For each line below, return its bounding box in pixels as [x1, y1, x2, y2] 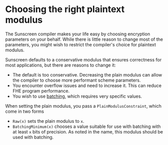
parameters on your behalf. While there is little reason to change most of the [5, 36, 163, 42]
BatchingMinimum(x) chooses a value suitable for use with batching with [12, 123, 161, 129]
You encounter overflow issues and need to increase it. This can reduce [12, 82, 162, 89]
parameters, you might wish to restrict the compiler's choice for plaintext [5, 41, 156, 47]
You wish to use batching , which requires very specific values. [12, 93, 142, 99]
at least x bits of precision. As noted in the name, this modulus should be [12, 128, 163, 134]
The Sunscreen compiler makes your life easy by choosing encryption [5, 31, 150, 37]
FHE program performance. [12, 88, 70, 94]
